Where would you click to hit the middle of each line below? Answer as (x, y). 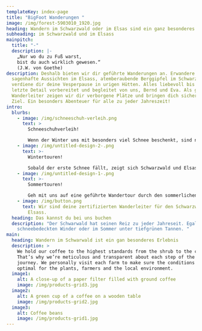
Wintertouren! (45, 157)
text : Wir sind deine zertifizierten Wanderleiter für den (97, 206)
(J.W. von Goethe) (40, 68)
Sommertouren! (45, 185)
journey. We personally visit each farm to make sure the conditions (106, 262)
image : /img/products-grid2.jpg (57, 302)
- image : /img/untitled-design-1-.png (66, 173)
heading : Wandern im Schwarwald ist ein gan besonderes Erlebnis (95, 240)
